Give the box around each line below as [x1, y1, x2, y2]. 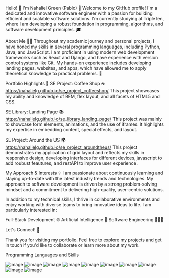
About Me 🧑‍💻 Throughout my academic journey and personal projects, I [5, 38, 155, 44]
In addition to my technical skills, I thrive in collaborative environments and [5, 196, 160, 202]
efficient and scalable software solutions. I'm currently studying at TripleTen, [5, 16, 164, 21]
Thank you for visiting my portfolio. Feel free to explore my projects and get [5, 237, 162, 243]
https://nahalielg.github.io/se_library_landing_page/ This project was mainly [5, 116, 162, 122]
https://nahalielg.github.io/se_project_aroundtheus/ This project [5, 144, 138, 150]
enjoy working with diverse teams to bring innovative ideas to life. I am [5, 202, 152, 207]
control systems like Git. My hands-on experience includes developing [5, 60, 152, 66]
